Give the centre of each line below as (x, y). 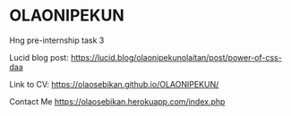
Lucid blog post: (39, 57)
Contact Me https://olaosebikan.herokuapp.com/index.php (117, 101)
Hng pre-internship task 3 (57, 40)
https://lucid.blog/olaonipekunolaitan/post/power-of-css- (176, 57)
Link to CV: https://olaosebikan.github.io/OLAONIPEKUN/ (114, 84)
